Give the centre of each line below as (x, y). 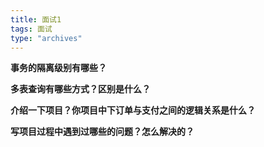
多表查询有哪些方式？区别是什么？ (80, 89)
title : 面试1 (36, 19)
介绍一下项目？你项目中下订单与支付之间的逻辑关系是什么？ (133, 110)
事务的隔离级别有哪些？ (58, 68)
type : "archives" (46, 38)
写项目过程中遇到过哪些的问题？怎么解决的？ (102, 132)
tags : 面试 (31, 29)
